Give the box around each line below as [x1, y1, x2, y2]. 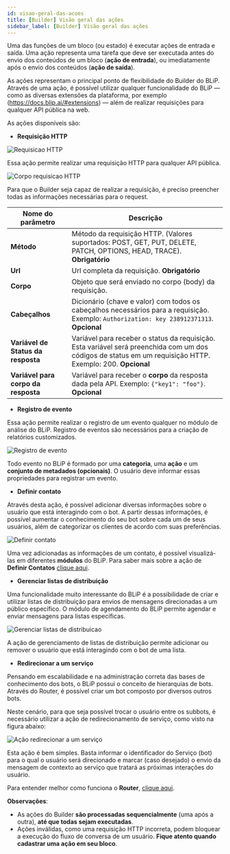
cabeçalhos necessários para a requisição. [71, 306, 209, 315]
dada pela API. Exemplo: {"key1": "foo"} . [71, 379, 206, 389]
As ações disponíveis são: [7, 119, 81, 127]
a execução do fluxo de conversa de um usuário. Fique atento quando [16, 832, 217, 840]
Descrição [128, 213, 163, 223]
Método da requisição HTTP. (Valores [71, 229, 193, 239]
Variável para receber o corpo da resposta [71, 371, 208, 380]
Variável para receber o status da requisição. [71, 334, 216, 343]
